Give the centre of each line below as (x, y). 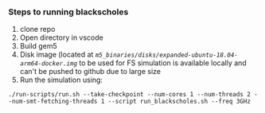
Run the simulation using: (61, 80)
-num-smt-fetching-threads (53, 102)
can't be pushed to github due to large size (90, 72)
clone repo (37, 29)
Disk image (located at (57, 55)
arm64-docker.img (49, 64)
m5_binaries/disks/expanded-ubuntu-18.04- (167, 55)
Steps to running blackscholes (68, 12)
